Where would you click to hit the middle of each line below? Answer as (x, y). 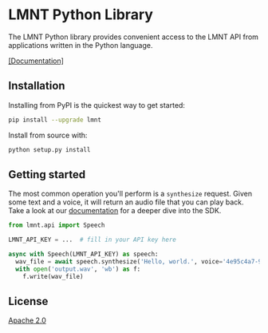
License (28, 301)
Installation (37, 86)
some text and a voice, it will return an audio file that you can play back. (126, 202)
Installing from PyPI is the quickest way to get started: (97, 105)
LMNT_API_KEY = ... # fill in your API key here (93, 240)
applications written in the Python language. (81, 45)
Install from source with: (48, 135)
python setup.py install (49, 149)
